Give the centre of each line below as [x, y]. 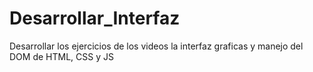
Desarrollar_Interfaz [95, 18]
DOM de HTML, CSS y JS [61, 56]
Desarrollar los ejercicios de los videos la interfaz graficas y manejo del [156, 46]
